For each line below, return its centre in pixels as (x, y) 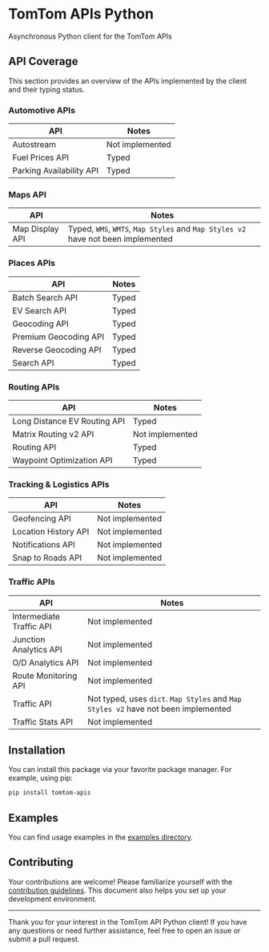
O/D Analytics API (46, 662)
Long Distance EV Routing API (69, 421)
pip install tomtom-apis (50, 793)
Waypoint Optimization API (62, 460)
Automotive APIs (42, 110)
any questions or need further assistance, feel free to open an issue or (124, 930)
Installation (37, 750)
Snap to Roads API (47, 558)
